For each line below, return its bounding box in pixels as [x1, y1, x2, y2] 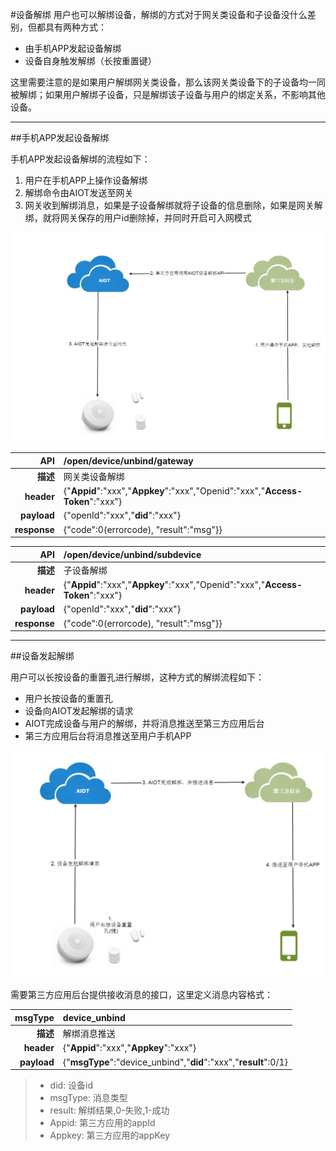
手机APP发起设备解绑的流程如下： [10, 153, 151, 165]
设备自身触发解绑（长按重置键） [24, 55, 157, 67]
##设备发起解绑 [10, 650, 75, 662]
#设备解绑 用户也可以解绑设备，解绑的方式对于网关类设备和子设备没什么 [10, 9, 308, 20]
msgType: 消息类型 [49, 1092, 128, 1104]
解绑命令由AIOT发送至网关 [24, 187, 134, 198]
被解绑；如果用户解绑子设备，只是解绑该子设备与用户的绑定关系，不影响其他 [10, 89, 326, 100]
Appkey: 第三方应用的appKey [49, 1129, 171, 1142]
